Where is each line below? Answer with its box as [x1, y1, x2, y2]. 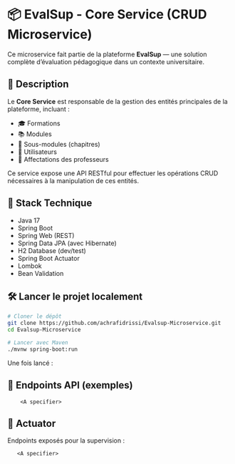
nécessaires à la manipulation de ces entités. [7, 176, 140, 185]
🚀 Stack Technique [7, 197, 93, 210]
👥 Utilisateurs [17, 148, 57, 156]
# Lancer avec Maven [7, 339, 69, 346]
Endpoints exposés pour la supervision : [7, 436, 125, 445]
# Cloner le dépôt [7, 313, 62, 320]
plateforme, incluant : [7, 105, 70, 113]
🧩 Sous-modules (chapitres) [17, 140, 101, 148]
